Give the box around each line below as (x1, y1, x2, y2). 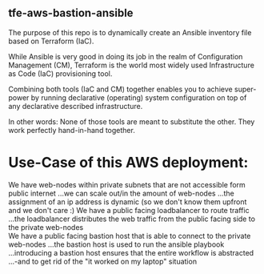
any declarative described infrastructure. (8, 101, 143, 111)
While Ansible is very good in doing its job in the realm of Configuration (8, 51, 243, 61)
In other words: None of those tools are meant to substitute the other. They (8, 116, 255, 127)
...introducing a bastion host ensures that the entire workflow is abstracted (8, 248, 254, 257)
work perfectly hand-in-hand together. (8, 125, 136, 135)
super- (234, 84, 257, 94)
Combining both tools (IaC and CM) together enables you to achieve (8, 84, 234, 94)
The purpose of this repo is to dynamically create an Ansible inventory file (8, 27, 252, 37)
